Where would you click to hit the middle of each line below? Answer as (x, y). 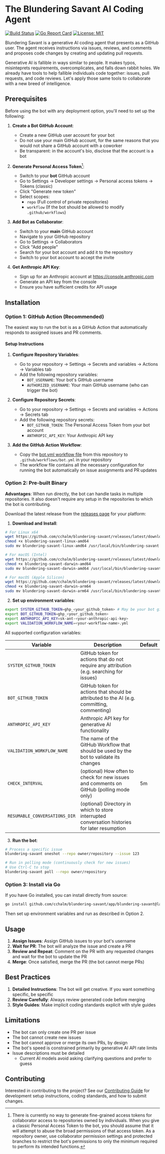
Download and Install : (35, 523)
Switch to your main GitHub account (56, 232)
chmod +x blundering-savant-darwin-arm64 (48, 587)
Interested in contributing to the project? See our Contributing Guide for (77, 1091)
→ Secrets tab (34, 414)
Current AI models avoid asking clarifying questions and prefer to (85, 1058)
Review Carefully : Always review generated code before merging (79, 1000)
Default (149, 645)
